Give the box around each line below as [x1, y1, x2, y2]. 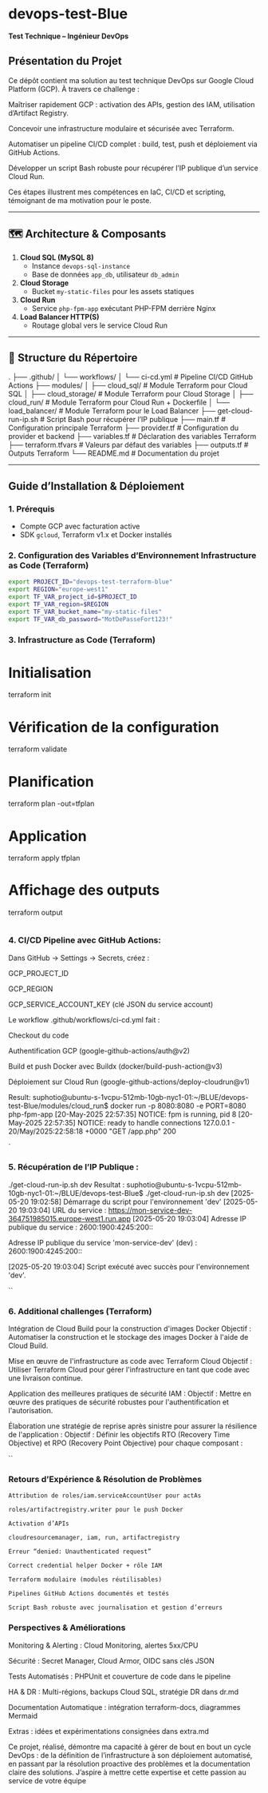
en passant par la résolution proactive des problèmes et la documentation [8, 1759, 251, 1768]
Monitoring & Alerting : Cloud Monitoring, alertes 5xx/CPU [8, 1640, 199, 1650]
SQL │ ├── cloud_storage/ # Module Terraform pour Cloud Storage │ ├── [8, 389, 254, 399]
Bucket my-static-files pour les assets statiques [31, 286, 195, 296]
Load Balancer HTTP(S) [19, 312, 100, 321]
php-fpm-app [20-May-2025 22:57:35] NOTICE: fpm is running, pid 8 [8, 1109, 237, 1119]
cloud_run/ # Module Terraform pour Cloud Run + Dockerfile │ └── [8, 397, 231, 408]
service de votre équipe [8, 1775, 86, 1785]
